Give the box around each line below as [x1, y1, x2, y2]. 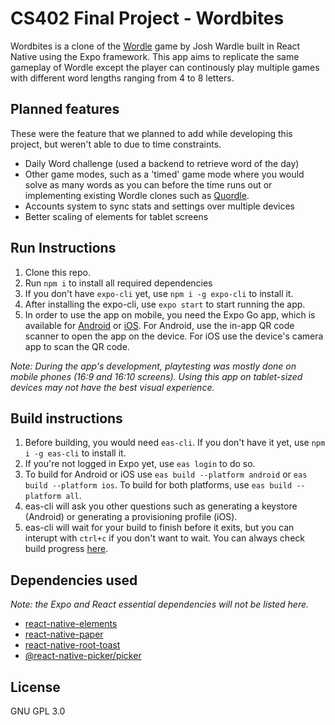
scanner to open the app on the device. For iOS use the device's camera [24, 330, 324, 342]
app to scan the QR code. [24, 340, 130, 352]
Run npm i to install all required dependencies [24, 277, 213, 289]
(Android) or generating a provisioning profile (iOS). [24, 511, 238, 523]
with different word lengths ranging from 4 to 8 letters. [10, 72, 235, 84]
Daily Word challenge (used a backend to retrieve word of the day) [24, 157, 300, 169]
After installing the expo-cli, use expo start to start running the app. [24, 298, 306, 310]
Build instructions [10, 410, 123, 427]
